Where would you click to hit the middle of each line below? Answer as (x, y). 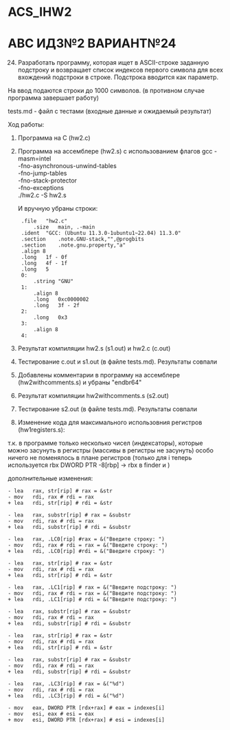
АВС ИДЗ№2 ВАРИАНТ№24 (92, 44)
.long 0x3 (50, 317)
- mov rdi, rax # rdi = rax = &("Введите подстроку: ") (92, 594)
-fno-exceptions (41, 188)
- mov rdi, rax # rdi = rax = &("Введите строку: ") (88, 545)
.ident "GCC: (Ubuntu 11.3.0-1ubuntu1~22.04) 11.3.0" (101, 233)
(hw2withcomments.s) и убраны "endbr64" (80, 382)
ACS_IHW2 (40, 12)
